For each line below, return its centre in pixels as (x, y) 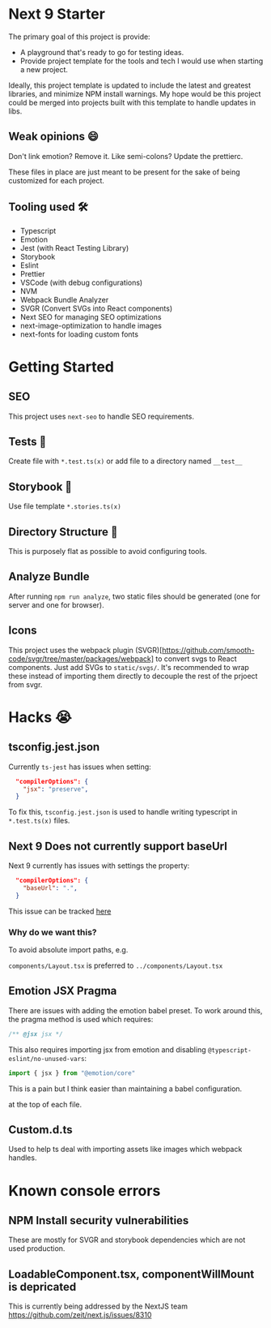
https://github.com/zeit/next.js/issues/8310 (80, 1315)
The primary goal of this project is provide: (80, 37)
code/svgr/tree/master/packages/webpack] (81, 659)
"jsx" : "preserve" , (56, 789)
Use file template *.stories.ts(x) (65, 506)
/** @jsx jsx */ (36, 1034)
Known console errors (85, 1190)
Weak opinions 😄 (53, 137)
